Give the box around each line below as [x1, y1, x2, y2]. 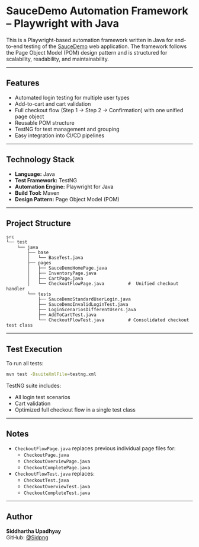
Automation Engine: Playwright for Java [14, 183, 114, 190]
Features [6, 78, 40, 88]
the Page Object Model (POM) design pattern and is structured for [6, 49, 168, 56]
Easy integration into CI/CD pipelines [14, 132, 105, 139]
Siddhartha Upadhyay [6, 527, 61, 535]
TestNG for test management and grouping [14, 125, 120, 132]
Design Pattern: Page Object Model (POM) [14, 195, 120, 203]
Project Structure [6, 218, 71, 228]
